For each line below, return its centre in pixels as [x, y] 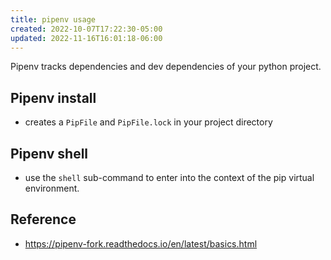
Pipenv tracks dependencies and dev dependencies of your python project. [166, 67]
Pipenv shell [49, 153]
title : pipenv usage [53, 19]
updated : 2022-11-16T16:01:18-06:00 [86, 38]
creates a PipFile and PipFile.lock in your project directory [148, 122]
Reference [43, 219]
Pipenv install [53, 97]
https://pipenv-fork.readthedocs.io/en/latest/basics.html [141, 243]
